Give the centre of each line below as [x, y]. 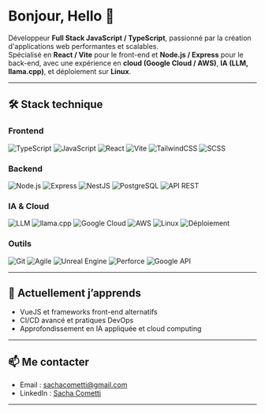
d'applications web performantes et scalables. [84, 46]
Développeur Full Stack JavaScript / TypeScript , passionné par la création [130, 38]
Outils [20, 244]
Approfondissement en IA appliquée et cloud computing [110, 329]
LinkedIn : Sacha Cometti [60, 393]
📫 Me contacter [49, 362]
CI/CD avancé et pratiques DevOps [77, 320]
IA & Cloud [29, 206]
